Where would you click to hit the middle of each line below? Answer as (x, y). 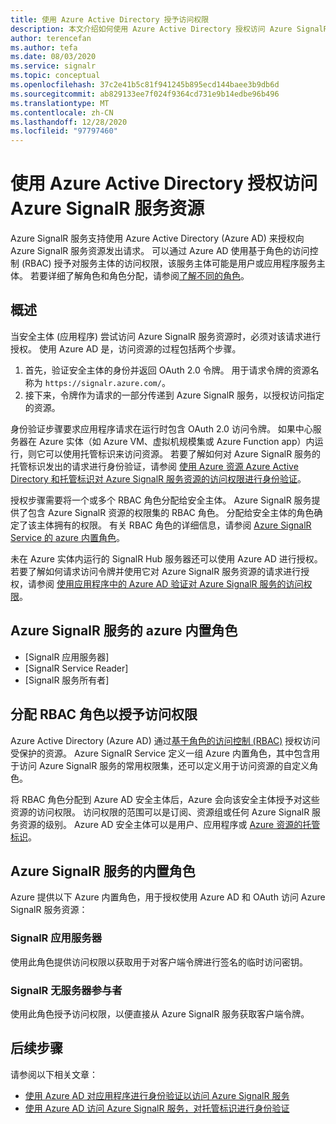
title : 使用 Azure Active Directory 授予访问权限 (110, 19)
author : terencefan (51, 38)
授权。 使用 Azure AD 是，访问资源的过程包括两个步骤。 (126, 348)
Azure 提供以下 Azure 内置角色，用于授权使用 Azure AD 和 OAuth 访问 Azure (168, 897)
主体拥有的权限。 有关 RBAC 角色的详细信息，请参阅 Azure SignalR (174, 525)
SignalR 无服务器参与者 (66, 990)
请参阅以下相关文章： (54, 1074)
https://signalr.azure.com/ (103, 383)
